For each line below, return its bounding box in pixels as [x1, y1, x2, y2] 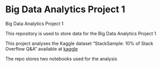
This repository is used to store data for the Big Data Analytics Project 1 [5, 30, 156, 36]
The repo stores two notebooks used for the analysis [5, 55, 117, 62]
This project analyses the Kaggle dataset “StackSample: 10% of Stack [5, 40, 153, 47]
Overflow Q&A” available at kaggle [5, 46, 78, 52]
